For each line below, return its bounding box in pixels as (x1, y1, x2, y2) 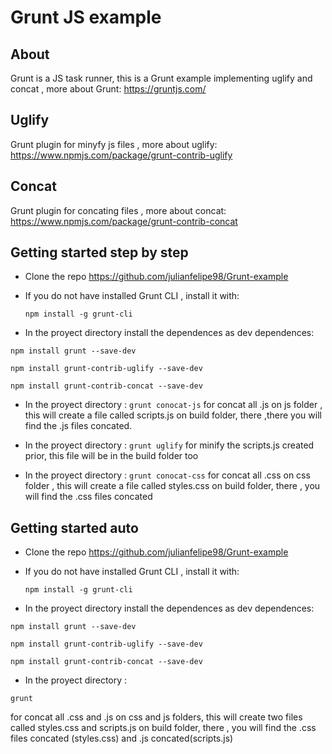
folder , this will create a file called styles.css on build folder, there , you (24, 480, 321, 492)
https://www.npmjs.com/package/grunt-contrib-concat (10, 215, 238, 227)
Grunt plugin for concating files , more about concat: (10, 204, 227, 216)
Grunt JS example (10, 6, 162, 29)
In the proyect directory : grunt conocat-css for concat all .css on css (24, 469, 311, 481)
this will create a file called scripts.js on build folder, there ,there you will (24, 409, 322, 421)
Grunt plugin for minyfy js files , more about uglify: (10, 138, 218, 150)
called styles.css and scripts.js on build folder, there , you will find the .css (10, 722, 317, 734)
